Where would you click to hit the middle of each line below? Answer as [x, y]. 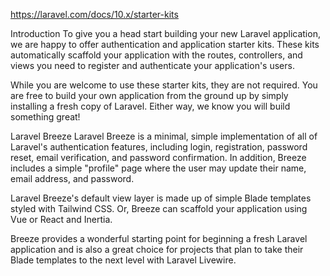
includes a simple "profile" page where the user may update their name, [158, 168]
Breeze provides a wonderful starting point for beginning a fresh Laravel [159, 238]
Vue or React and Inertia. [61, 219]
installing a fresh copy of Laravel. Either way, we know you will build [150, 106]
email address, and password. [72, 178]
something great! [45, 117]
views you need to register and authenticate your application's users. [152, 65]
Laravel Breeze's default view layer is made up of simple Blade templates [161, 198]
